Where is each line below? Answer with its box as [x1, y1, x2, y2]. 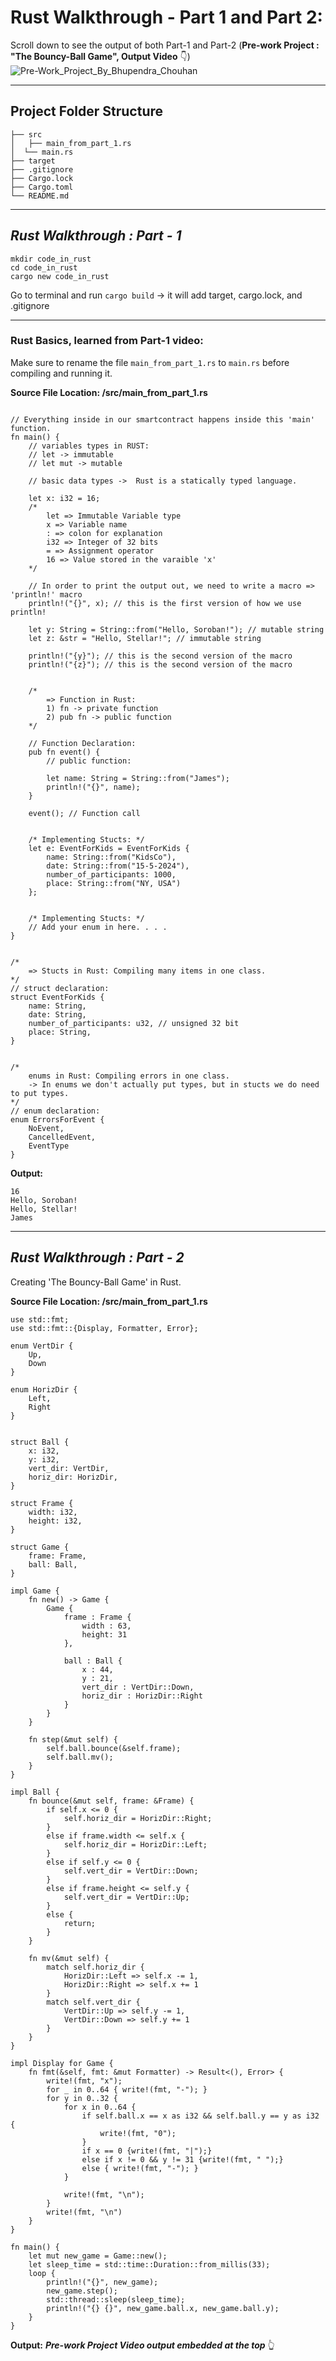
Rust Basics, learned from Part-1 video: [10, 334, 204, 348]
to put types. [10, 1088, 70, 1098]
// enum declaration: [10, 1106, 101, 1116]
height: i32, [28, 1516, 83, 1526]
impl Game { [10, 1586, 60, 1596]
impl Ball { [10, 1787, 60, 1797]
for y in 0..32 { [46, 2093, 118, 2103]
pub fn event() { [28, 747, 101, 757]
